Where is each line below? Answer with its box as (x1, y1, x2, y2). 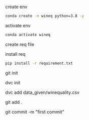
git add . (5, 99, 23, 105)
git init (5, 70, 19, 76)
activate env (5, 22, 31, 29)
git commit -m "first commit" (5, 108, 64, 114)
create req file (5, 41, 34, 47)
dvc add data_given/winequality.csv (5, 89, 79, 95)
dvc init (5, 79, 21, 85)
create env (5, 4, 28, 10)
